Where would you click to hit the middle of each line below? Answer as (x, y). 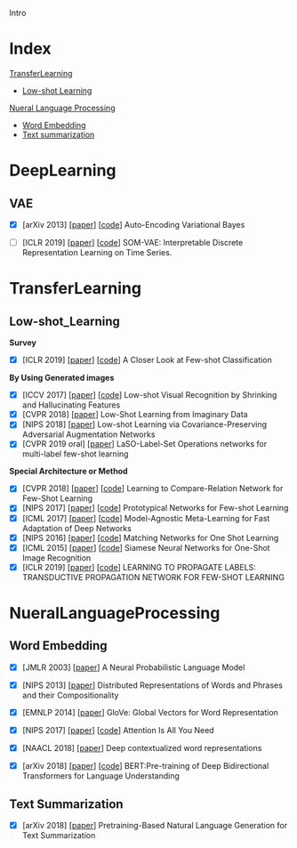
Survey (23, 343)
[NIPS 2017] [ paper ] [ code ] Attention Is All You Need (118, 730)
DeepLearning (63, 170)
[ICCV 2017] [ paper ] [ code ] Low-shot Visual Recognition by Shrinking (149, 395)
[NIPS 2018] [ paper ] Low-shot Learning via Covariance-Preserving (144, 424)
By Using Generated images (62, 378)
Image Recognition (56, 557)
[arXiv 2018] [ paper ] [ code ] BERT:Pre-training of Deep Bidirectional (145, 766)
